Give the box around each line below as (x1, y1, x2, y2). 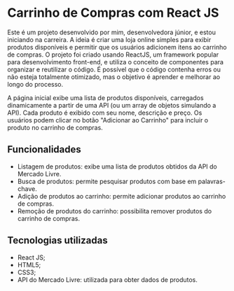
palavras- (198, 177, 226, 185)
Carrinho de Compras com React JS (7, 5, 219, 21)
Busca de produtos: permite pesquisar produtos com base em (17, 177, 197, 185)
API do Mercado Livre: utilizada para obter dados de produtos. (17, 275, 198, 284)
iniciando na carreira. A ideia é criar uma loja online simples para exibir (7, 35, 212, 43)
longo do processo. (7, 80, 64, 88)
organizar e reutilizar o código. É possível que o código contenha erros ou (7, 65, 221, 73)
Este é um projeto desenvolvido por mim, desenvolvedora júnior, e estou (7, 28, 216, 36)
